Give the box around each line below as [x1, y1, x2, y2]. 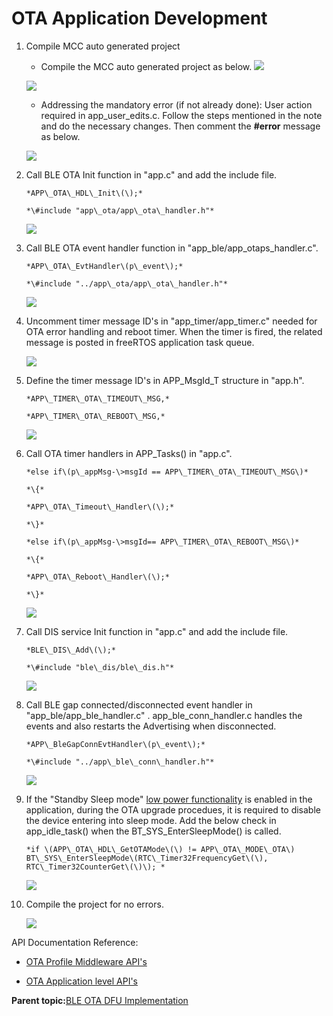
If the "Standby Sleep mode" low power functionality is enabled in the [25, 793, 313, 805]
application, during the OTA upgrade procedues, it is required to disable [25, 803, 321, 816]
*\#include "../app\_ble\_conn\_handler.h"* [25, 757, 215, 767]
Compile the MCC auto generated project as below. [40, 60, 253, 72]
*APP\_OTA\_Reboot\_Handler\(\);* [25, 572, 170, 582]
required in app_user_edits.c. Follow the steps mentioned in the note [40, 109, 323, 121]
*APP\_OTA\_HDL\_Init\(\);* [25, 188, 143, 198]
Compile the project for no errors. [25, 898, 164, 910]
